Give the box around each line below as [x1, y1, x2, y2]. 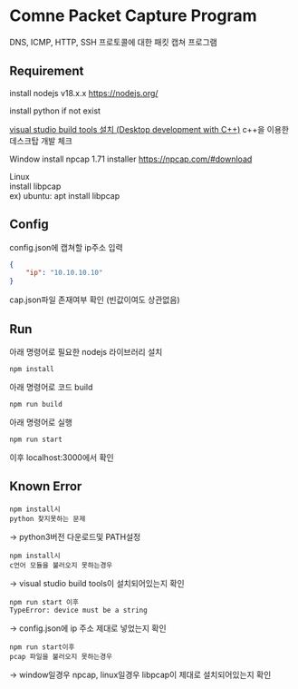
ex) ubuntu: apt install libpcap [9, 190, 120, 201]
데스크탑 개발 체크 [9, 135, 72, 146]
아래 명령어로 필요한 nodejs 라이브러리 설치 [9, 347, 163, 357]
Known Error [9, 478, 82, 495]
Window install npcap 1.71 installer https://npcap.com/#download [9, 153, 253, 164]
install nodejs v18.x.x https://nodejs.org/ [9, 87, 159, 98]
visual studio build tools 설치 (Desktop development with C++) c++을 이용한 [9, 123, 290, 134]
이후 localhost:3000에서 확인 [9, 452, 115, 463]
